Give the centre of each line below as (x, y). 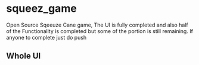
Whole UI (24, 56)
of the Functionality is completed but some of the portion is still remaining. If (100, 31)
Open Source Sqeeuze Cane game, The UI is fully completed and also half (97, 25)
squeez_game (42, 9)
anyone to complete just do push (46, 37)
